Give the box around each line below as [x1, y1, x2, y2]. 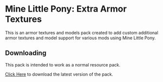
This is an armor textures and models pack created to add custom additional [5, 30, 159, 35]
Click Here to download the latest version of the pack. [5, 71, 113, 77]
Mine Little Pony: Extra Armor [5, 3, 127, 15]
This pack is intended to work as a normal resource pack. [5, 62, 121, 67]
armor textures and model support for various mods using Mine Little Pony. [5, 35, 156, 41]
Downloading [5, 49, 46, 57]
